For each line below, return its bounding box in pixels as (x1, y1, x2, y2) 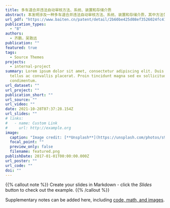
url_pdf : (5, 17, 24, 22)
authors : (5, 31, 24, 36)
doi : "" (5, 168, 22, 173)
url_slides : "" (5, 111, 37, 117)
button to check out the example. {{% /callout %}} (5, 187, 110, 193)
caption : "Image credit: (10, 135, 62, 140)
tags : (5, 50, 17, 55)
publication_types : (5, 21, 47, 27)
